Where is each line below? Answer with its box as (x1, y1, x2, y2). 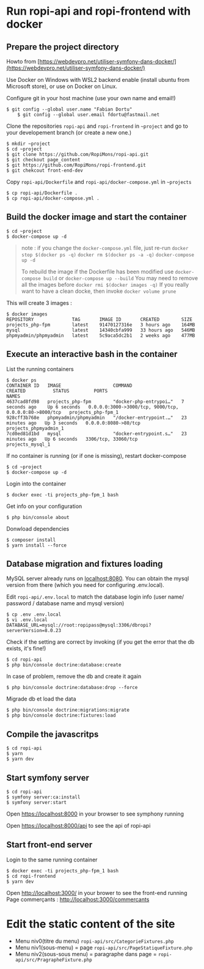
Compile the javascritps (6, 729, 99, 739)
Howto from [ (6, 58, 40, 65)
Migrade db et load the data (6, 695, 76, 702)
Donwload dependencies (6, 525, 70, 532)
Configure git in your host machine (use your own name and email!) (6, 95, 176, 101)
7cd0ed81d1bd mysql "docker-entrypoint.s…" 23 (6, 430, 188, 437)
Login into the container (6, 480, 67, 487)
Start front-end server (6, 839, 93, 850)
